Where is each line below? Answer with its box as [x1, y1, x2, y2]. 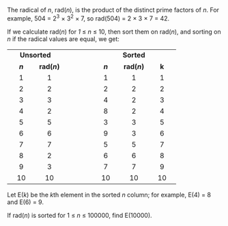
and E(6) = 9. [7, 198, 44, 206]
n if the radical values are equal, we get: [7, 34, 119, 43]
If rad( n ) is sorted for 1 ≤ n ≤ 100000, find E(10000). [7, 211, 152, 219]
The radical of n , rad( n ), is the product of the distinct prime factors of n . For [7, 6, 220, 14]
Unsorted [19, 50, 51, 60]
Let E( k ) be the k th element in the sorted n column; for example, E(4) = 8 [7, 190, 212, 199]
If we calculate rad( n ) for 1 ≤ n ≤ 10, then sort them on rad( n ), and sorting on [7, 27, 221, 36]
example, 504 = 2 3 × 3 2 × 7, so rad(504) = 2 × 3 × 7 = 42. [7, 13, 170, 23]
